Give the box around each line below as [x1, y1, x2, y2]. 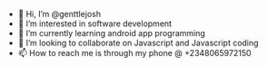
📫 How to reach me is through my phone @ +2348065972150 [17, 48, 252, 58]
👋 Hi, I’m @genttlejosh [17, 9, 102, 19]
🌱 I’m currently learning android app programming [17, 28, 206, 38]
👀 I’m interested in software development [17, 18, 173, 29]
